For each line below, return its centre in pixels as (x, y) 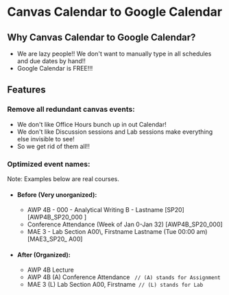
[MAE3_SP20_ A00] (55, 239)
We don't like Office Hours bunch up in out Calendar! (92, 124)
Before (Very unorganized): (57, 194)
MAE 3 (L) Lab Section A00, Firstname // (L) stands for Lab (115, 285)
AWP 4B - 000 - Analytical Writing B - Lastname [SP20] (106, 210)
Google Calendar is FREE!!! (55, 68)
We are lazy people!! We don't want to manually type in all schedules (114, 54)
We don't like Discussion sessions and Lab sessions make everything (115, 132)
